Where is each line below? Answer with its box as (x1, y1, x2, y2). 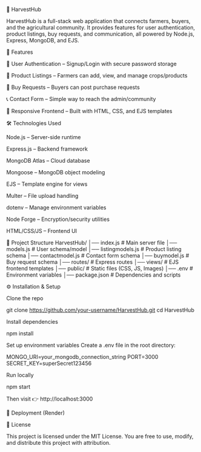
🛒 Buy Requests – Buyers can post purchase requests (6, 84, 140, 91)
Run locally (6, 372, 34, 378)
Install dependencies (6, 318, 59, 325)
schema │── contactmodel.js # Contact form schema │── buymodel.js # (6, 252, 189, 259)
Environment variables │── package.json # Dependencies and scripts (6, 271, 181, 278)
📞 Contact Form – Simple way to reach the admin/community (6, 96, 156, 102)
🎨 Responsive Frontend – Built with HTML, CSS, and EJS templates (6, 108, 173, 114)
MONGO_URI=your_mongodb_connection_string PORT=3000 (6, 353, 159, 360)
